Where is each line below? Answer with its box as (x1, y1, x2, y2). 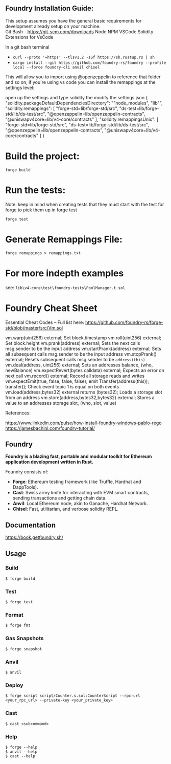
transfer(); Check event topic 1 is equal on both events (5, 383, 119, 389)
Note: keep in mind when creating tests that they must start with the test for (5, 201, 164, 207)
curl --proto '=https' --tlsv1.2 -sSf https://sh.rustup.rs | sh (12, 55, 155, 60)
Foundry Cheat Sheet (5, 302, 98, 314)
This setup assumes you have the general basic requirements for (5, 17, 142, 24)
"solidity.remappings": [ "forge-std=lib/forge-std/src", (5, 105, 118, 112)
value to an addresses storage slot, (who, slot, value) (5, 400, 116, 406)
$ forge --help (5, 745, 38, 750)
